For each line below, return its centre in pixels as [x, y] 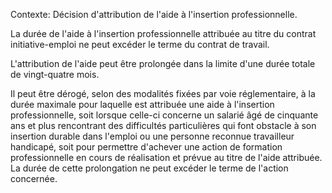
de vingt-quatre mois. [55, 74]
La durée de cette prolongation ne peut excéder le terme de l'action [149, 168]
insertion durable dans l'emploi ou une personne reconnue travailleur [152, 136]
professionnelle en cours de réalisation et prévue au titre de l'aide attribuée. [166, 157]
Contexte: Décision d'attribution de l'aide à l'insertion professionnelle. [154, 14]
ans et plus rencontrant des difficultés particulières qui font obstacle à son [163, 125]
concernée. [34, 178]
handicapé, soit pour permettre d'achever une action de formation [146, 147]
